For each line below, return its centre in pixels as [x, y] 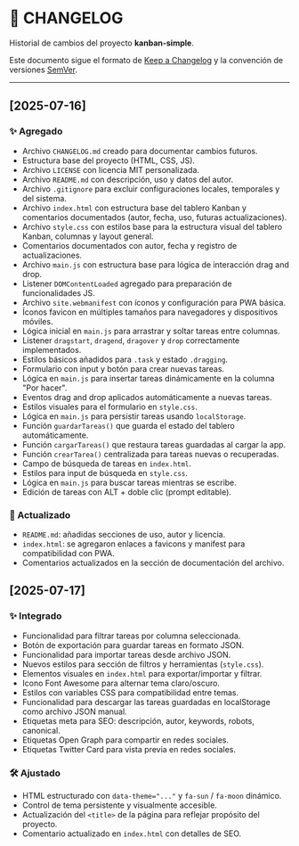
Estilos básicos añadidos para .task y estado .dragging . [125, 359]
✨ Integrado [36, 616]
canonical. [41, 730]
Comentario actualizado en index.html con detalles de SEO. [132, 834]
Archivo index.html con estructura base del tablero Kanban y [134, 208]
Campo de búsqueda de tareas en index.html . [107, 464]
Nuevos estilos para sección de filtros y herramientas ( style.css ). [143, 664]
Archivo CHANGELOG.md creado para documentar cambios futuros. [140, 151]
